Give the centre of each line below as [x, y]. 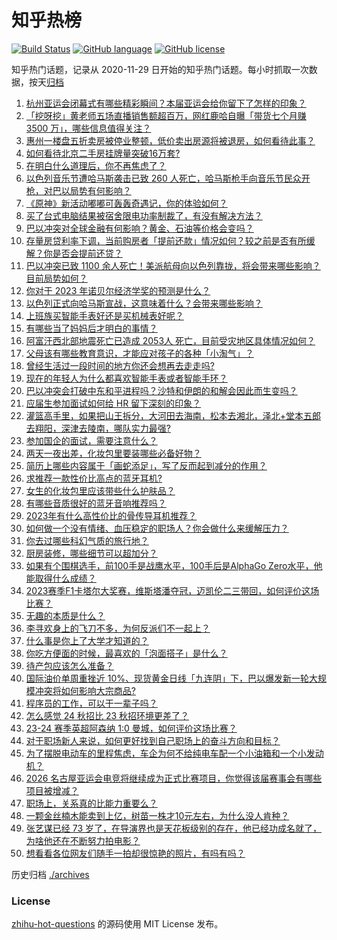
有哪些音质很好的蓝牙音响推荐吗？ [96, 503]
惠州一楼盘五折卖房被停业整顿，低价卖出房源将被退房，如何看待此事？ [170, 140]
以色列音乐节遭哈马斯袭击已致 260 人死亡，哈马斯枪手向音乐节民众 [163, 178]
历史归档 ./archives [50, 874]
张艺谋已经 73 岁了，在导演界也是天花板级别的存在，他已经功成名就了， [174, 828]
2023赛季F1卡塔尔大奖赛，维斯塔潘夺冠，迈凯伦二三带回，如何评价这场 [172, 590]
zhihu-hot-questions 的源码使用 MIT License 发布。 [117, 924]
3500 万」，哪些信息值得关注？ [88, 128]
